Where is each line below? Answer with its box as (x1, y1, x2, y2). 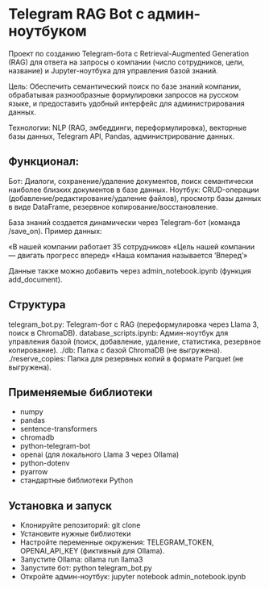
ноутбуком (8, 22, 87, 40)
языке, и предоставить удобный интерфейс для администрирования (8, 98, 245, 108)
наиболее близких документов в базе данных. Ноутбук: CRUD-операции (8, 185, 259, 194)
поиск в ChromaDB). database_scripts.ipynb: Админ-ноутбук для (8, 328, 229, 337)
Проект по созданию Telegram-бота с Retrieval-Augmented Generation (8, 48, 250, 58)
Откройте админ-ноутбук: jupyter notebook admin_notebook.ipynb (19, 572, 246, 582)
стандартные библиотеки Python (19, 475, 134, 485)
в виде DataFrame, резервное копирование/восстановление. (8, 202, 219, 211)
